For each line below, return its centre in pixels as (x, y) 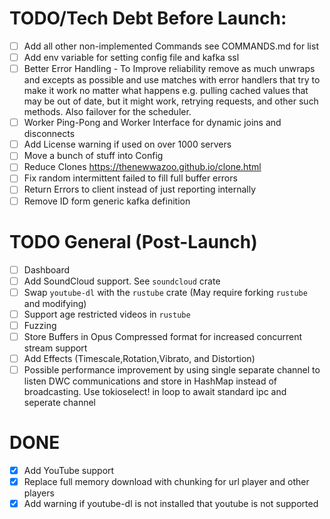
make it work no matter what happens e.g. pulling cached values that (166, 91)
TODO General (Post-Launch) (133, 241)
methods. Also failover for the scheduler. (107, 112)
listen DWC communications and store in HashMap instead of (150, 381)
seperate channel (59, 402)
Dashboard (46, 269)
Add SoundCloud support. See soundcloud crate (122, 281)
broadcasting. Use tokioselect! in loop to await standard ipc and (155, 391)
